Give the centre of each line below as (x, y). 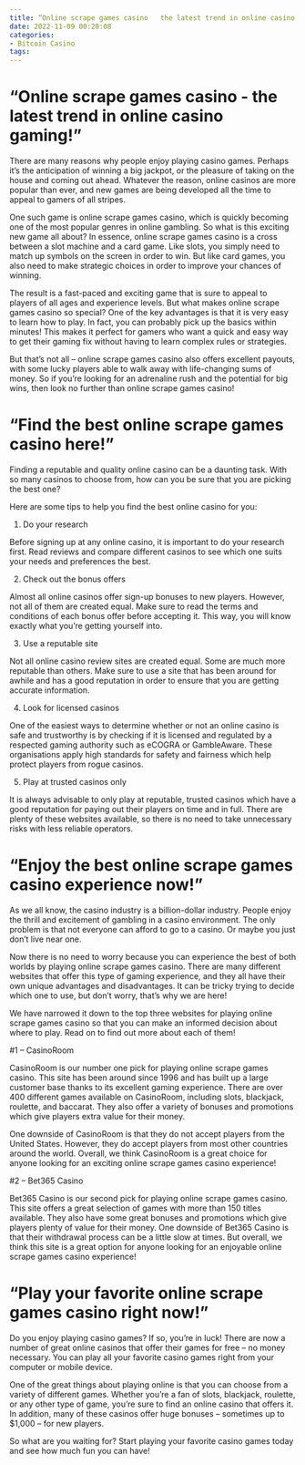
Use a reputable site (60, 643)
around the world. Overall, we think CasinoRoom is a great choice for (138, 1153)
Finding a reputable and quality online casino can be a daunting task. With (148, 469)
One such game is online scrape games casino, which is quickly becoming (149, 217)
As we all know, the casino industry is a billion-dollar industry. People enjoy (150, 910)
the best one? (35, 489)
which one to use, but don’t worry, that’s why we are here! (118, 996)
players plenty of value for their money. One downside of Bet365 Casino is (149, 1227)
